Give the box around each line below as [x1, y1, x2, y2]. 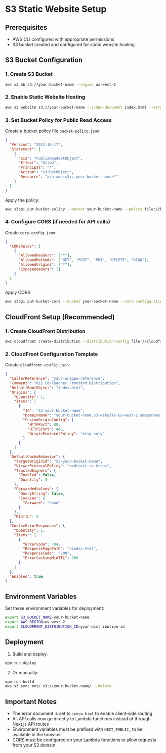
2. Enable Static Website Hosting [5, 94, 85, 100]
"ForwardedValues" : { [14, 487, 58, 492]
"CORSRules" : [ [9, 244, 41, 249]
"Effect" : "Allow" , [18, 160, 58, 165]
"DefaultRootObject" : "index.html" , [9, 385, 85, 390]
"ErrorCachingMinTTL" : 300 [23, 555, 79, 560]
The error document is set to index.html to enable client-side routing [12, 710, 153, 716]
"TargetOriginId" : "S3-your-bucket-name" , [14, 459, 103, 464]
